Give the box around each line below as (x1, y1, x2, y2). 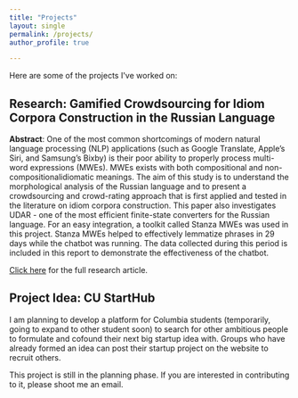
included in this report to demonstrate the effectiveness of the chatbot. (9, 247, 270, 259)
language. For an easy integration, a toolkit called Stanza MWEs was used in (9, 220, 289, 230)
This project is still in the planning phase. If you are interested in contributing (9, 369, 290, 380)
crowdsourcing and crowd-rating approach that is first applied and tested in (9, 191, 287, 202)
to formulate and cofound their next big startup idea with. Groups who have (9, 333, 286, 344)
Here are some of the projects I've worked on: (9, 70, 178, 81)
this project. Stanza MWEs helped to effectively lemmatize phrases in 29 (9, 228, 275, 239)
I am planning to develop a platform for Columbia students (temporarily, (9, 314, 271, 325)
